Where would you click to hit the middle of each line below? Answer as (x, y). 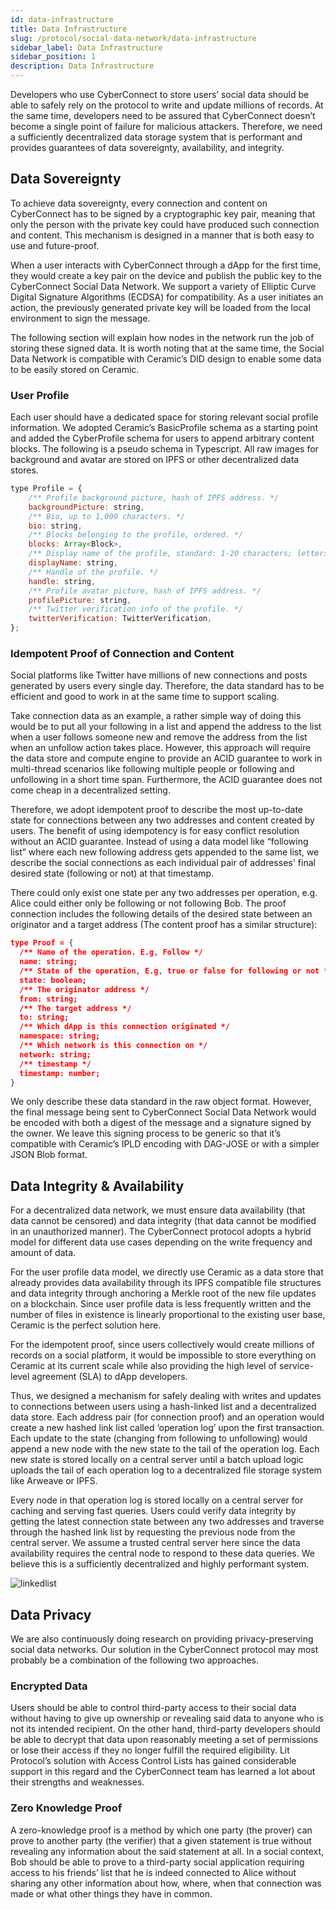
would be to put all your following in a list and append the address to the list (166, 727)
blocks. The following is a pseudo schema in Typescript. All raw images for (164, 449)
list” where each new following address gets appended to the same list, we (165, 852)
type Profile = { (46, 489)
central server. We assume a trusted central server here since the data (155, 1543)
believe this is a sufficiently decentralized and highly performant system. (160, 1564)
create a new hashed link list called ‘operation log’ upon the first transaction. (167, 1428)
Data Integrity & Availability (97, 1186)
